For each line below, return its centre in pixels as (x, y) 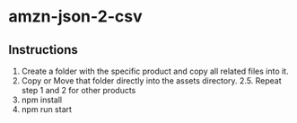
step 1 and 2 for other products (79, 90)
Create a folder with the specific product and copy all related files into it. (155, 71)
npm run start (47, 109)
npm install (42, 100)
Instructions (43, 50)
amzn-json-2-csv (75, 17)
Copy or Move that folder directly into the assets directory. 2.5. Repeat (151, 81)
